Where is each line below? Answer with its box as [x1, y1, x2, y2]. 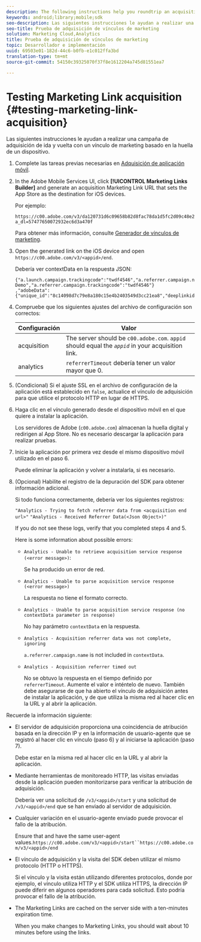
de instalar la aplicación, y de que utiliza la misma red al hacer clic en [23, 694, 194, 701]
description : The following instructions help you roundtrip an [6, 8, 170, 15]
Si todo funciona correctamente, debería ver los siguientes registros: [14, 496, 184, 503]
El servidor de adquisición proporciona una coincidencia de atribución [14, 724, 188, 731]
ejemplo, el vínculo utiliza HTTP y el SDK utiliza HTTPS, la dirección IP [14, 880, 188, 887]
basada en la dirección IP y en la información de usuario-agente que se [14, 730, 191, 737]
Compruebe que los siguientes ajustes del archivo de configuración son [14, 304, 193, 311]
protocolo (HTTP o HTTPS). [14, 862, 84, 869]
